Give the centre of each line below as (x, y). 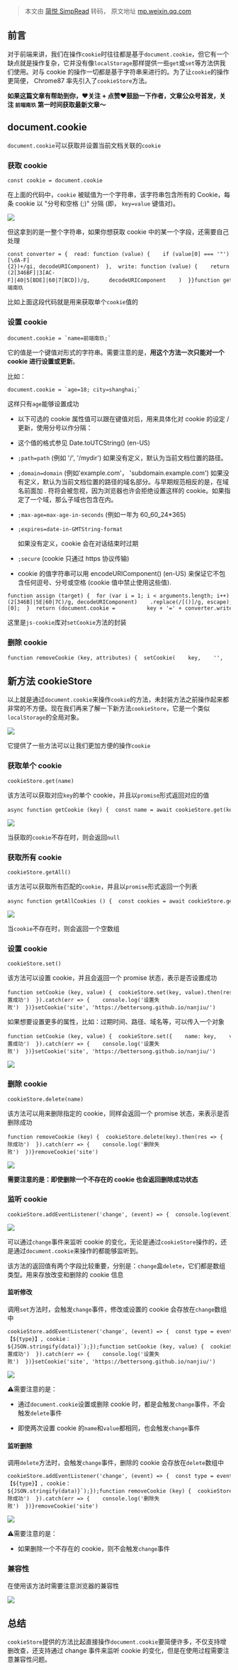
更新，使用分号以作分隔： (55, 428)
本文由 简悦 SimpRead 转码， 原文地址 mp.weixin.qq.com (108, 11)
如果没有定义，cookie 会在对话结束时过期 (78, 544)
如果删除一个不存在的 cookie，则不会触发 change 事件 (93, 1549)
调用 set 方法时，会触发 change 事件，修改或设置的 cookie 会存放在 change (111, 1309)
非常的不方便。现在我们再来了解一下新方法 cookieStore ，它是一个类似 (109, 708)
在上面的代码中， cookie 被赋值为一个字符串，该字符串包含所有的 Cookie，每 (119, 194)
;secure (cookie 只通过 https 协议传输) (73, 559)
